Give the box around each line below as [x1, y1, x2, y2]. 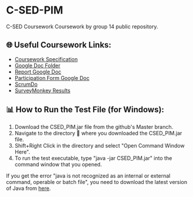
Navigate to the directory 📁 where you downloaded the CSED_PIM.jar [14, 129, 182, 136]
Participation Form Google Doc [14, 74, 90, 81]
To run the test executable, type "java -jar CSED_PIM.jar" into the [14, 154, 172, 162]
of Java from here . [6, 185, 51, 192]
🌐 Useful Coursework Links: [6, 40, 112, 50]
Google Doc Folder [14, 62, 61, 69]
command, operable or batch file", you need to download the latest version [6, 178, 188, 185]
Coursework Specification [14, 55, 78, 62]
